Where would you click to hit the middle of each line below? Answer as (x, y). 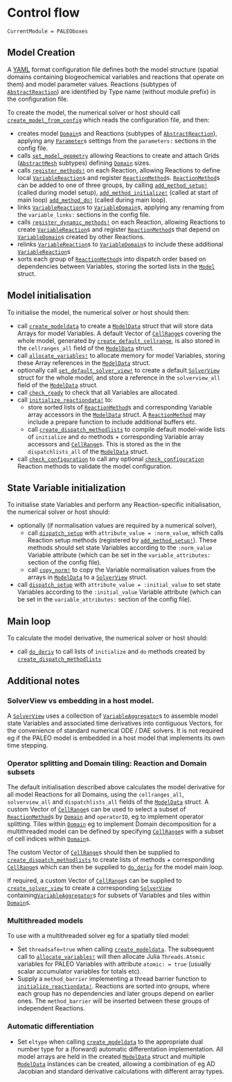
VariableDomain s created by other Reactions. (81, 236)
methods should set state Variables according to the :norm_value (120, 548)
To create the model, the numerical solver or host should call (94, 112)
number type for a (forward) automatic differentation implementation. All (120, 1049)
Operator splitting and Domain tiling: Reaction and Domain (107, 763)
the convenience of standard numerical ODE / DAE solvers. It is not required (115, 730)
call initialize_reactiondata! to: (65, 399)
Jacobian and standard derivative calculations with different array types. (121, 1071)
